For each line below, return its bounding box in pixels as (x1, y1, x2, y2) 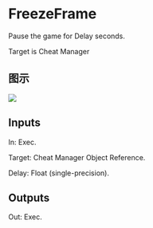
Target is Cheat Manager (8, 46, 90, 56)
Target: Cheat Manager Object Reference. (8, 152, 146, 162)
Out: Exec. (8, 212, 42, 222)
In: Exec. (8, 137, 37, 147)
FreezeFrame (8, 5, 97, 23)
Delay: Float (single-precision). (8, 168, 110, 178)
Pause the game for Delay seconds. (8, 31, 126, 41)
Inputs (8, 116, 41, 130)
